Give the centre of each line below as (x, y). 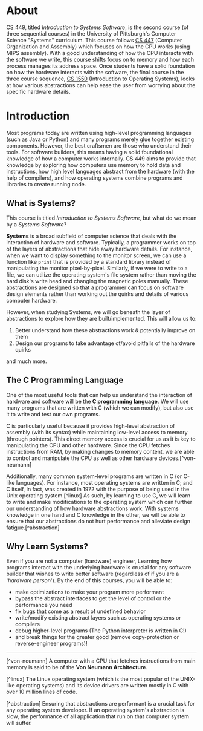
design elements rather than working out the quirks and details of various (98, 293)
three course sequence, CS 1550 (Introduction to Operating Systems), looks (101, 79)
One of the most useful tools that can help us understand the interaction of (99, 395)
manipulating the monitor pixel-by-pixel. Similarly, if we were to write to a (97, 268)
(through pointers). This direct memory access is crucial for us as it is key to (101, 439)
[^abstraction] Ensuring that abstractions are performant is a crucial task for (101, 704)
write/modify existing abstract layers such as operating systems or (98, 618)
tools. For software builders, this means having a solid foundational (90, 152)
